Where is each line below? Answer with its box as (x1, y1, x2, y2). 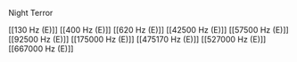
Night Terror (8, 8, 54, 18)
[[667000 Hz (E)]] (8, 43, 74, 54)
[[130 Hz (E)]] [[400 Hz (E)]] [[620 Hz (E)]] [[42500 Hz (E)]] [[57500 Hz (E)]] (8, 25, 289, 35)
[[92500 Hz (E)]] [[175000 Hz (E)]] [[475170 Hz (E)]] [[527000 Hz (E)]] (8, 35, 267, 44)
